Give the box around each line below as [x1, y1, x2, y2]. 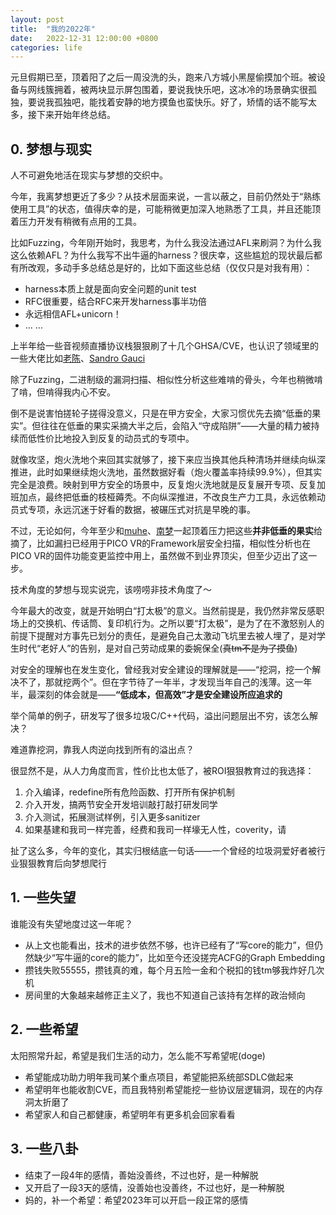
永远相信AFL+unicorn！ [24, 308, 122, 320]
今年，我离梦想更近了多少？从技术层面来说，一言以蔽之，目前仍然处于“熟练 [10, 191, 322, 203]
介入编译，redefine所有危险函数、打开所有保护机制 [24, 786, 235, 798]
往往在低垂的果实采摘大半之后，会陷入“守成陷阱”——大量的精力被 [40, 420, 312, 432]
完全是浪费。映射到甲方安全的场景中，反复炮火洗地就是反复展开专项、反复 [10, 479, 317, 491]
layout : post [10, 14, 65, 25]
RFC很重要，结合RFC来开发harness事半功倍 [24, 296, 207, 308]
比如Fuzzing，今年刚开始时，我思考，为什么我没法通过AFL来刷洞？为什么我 [10, 237, 322, 249]
